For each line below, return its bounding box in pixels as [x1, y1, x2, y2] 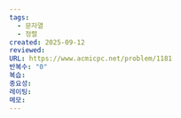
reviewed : [9, 46, 46, 55]
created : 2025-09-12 [9, 37, 86, 47]
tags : [9, 12, 29, 22]
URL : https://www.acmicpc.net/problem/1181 [9, 54, 173, 63]
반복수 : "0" [9, 63, 48, 72]
